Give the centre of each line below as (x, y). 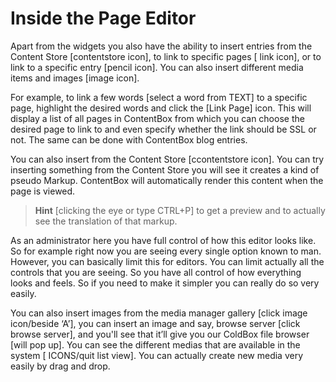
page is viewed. (43, 191)
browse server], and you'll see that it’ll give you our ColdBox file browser (160, 334)
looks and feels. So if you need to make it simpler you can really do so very (165, 283)
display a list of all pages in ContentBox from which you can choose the (157, 118)
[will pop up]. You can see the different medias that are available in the (155, 344)
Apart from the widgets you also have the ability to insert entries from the (161, 46)
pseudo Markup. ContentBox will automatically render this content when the (167, 180)
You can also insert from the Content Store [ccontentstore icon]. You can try (167, 159)
